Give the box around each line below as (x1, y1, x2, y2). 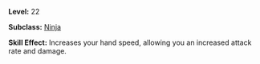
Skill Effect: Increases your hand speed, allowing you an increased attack (8, 38, 252, 47)
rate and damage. (8, 46, 67, 55)
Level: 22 (8, 7, 40, 16)
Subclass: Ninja (8, 22, 62, 31)
